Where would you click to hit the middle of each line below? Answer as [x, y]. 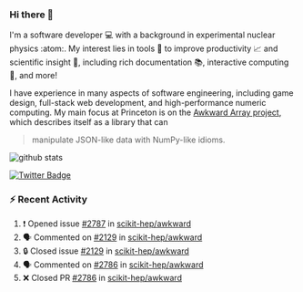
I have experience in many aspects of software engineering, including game [151, 93]
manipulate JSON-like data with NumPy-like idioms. [128, 140]
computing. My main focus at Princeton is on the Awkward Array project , [146, 112]
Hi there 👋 [32, 15]
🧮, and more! [33, 76]
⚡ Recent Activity [49, 200]
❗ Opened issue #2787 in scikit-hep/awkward [107, 224]
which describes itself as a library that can [89, 122]
